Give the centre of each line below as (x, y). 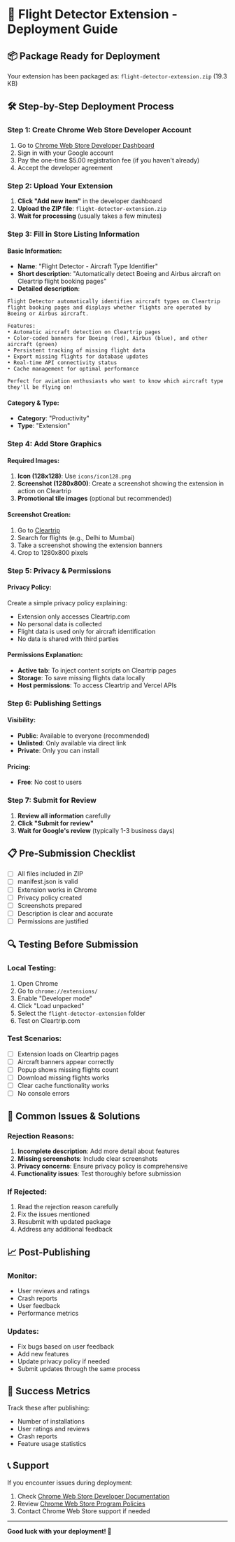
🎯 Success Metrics (49, 1391)
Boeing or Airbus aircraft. (48, 314)
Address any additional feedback (65, 1230)
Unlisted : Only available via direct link (72, 743)
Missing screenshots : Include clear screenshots (87, 1158)
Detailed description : (49, 289)
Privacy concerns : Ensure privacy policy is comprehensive (102, 1166)
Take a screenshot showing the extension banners (90, 545)
